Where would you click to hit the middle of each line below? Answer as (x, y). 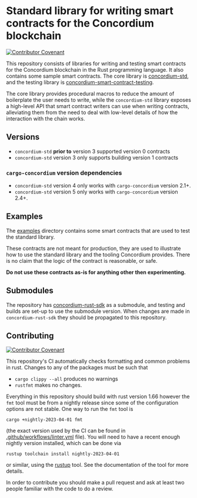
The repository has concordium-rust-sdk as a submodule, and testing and (96, 305)
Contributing (30, 336)
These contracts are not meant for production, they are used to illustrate (94, 248)
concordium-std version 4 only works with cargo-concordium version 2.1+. (103, 186)
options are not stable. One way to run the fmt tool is (70, 409)
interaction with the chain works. (46, 118)
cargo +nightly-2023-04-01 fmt (44, 420)
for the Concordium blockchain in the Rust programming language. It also (95, 69)
